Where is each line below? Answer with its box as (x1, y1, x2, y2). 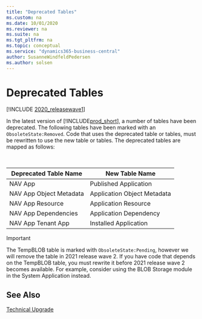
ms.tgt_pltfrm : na (6, 37, 53, 43)
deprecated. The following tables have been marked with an (6, 124, 156, 131)
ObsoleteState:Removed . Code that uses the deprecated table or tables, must (6, 130, 197, 138)
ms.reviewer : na (6, 25, 47, 32)
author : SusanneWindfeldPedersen (6, 54, 91, 60)
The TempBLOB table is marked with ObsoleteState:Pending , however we (6, 246, 189, 254)
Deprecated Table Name (11, 169, 83, 178)
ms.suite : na (6, 32, 39, 38)
